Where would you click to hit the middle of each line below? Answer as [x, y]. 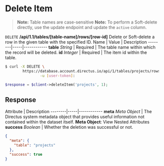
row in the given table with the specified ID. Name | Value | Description [76, 42]
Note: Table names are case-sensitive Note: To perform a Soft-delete [87, 22]
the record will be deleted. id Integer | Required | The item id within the [76, 52]
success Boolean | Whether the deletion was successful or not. [69, 127]
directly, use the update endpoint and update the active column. [82, 27]
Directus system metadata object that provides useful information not [75, 117]
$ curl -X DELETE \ [25, 67]
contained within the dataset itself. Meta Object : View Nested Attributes [77, 122]
